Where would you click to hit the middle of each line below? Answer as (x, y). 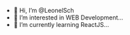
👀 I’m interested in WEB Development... (68, 17)
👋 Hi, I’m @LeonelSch (44, 10)
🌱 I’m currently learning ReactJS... (61, 25)
